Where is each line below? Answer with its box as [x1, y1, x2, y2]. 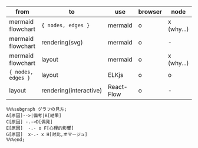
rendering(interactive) [41, 86, 103, 94]
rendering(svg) [41, 38, 84, 46]
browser [138, 8, 163, 15]
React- [108, 83, 128, 91]
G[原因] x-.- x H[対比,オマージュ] [6, 131, 88, 137]
